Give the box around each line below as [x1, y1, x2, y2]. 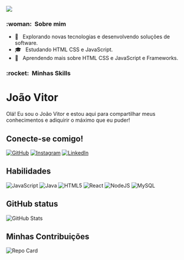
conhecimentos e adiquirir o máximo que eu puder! [6, 116, 130, 124]
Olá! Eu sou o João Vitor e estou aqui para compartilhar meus [6, 111, 156, 118]
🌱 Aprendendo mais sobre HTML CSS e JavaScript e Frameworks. [14, 55, 179, 62]
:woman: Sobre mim [6, 19, 67, 28]
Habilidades [6, 166, 51, 176]
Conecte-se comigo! [6, 134, 84, 144]
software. [14, 39, 38, 46]
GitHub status [6, 199, 58, 209]
